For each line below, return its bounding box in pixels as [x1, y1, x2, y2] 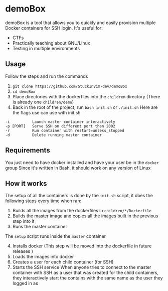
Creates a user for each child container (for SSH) [12, 259, 114, 265]
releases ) [12, 248, 34, 254]
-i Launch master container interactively [5, 119, 115, 124]
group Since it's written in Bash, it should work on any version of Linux [5, 165, 151, 171]
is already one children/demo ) [12, 99, 74, 105]
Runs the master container [12, 224, 68, 230]
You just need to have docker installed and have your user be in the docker [5, 159, 159, 166]
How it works [5, 179, 47, 188]
